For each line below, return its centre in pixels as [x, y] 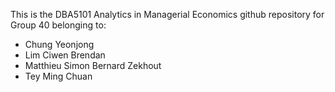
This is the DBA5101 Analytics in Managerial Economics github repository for [167, 14]
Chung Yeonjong [59, 44]
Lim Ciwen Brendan [65, 55]
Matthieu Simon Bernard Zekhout [93, 65]
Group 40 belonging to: [58, 25]
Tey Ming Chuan [58, 76]
